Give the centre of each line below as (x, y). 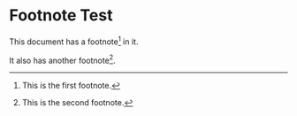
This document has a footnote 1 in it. (74, 41)
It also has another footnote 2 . (63, 59)
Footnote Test (61, 15)
